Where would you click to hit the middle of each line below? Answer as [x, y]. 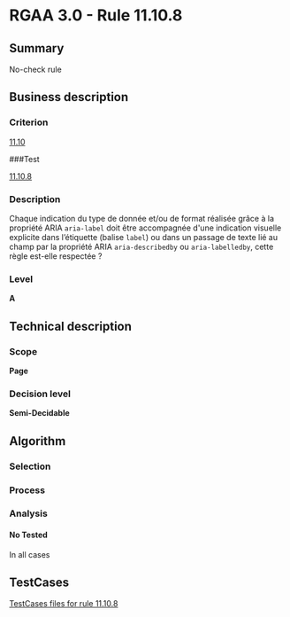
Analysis [29, 513]
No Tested [29, 535]
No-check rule [35, 69]
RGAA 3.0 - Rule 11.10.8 [96, 16]
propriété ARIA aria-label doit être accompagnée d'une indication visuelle [145, 228]
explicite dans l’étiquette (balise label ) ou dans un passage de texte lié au [144, 237]
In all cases [30, 554]
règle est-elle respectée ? [56, 256]
